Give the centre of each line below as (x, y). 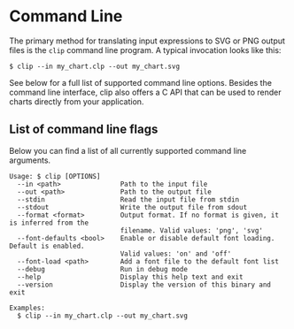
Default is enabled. (47, 246)
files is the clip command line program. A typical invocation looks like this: (145, 50)
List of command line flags (84, 130)
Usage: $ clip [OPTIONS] (55, 176)
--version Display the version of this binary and (144, 285)
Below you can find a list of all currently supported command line (128, 150)
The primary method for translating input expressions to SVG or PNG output (147, 41)
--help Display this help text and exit (130, 277)
